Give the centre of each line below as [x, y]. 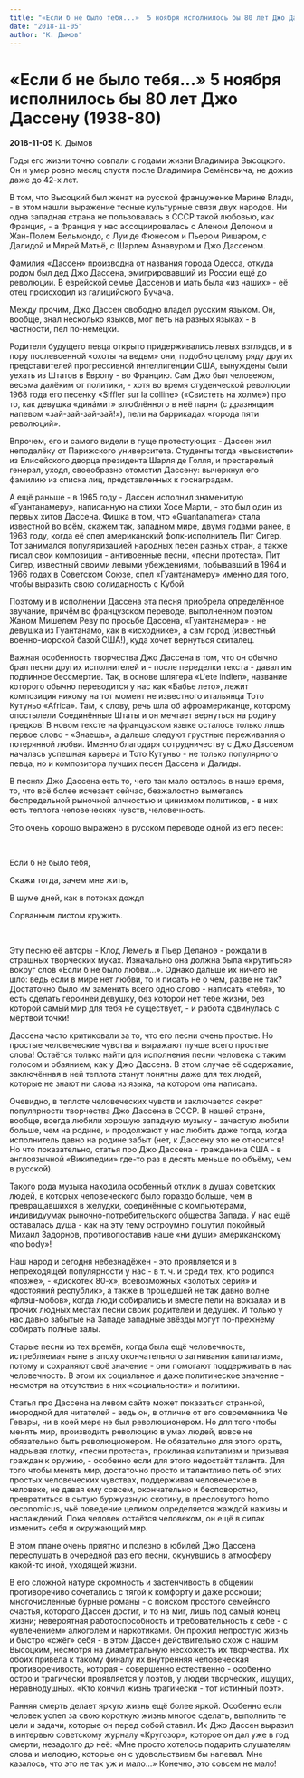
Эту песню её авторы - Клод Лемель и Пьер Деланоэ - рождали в [138, 951]
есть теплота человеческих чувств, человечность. [108, 810]
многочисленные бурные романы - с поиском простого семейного [140, 1602]
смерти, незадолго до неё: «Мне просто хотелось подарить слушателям [150, 1744]
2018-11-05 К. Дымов [51, 143]
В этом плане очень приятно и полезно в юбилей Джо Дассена [133, 1546]
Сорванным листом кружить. [66, 916]
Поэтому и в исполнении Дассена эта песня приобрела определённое [147, 602]
